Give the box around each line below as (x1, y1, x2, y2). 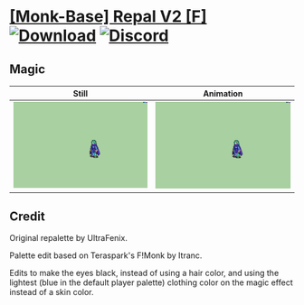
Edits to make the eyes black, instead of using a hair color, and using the (9, 268, 280, 279)
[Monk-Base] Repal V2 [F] (9, 6, 207, 27)
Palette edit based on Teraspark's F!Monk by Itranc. (9, 250, 203, 261)
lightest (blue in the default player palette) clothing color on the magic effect (9, 277, 294, 288)
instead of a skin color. (9, 287, 94, 298)
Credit (9, 208, 45, 224)
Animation (203, 88, 243, 98)
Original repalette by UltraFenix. (9, 233, 128, 244)
